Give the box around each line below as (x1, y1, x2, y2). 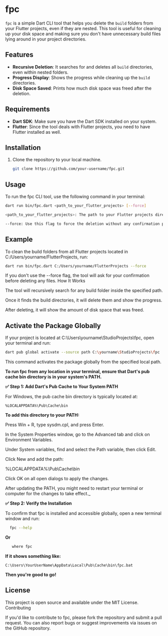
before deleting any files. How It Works (5, 278, 85, 284)
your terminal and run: (5, 340, 51, 346)
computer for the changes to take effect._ (5, 491, 91, 497)
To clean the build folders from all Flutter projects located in (5, 248, 128, 254)
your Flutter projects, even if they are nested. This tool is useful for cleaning (5, 25, 161, 31)
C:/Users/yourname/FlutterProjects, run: (5, 254, 88, 260)
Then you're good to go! (5, 571, 56, 577)
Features (5, 51, 33, 59)
